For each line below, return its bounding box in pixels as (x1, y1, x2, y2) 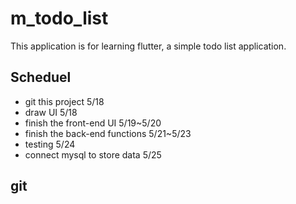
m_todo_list (10, 7, 109, 30)
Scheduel (10, 69, 72, 86)
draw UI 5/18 (24, 106, 78, 118)
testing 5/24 (24, 138, 76, 150)
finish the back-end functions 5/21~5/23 (24, 127, 192, 139)
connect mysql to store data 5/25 (24, 148, 162, 161)
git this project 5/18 (24, 95, 105, 107)
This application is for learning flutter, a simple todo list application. (10, 40, 287, 52)
